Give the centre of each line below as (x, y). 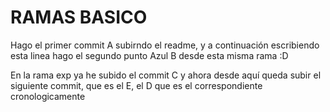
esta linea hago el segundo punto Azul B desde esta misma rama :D (149, 55)
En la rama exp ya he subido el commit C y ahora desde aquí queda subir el (166, 75)
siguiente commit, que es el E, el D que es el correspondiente (136, 85)
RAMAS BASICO (79, 17)
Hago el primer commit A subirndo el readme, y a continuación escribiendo (165, 45)
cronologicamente (48, 96)
